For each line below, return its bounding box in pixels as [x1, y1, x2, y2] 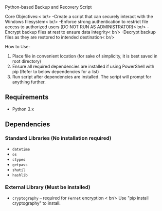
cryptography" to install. [12, 200, 61, 206]
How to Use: [5, 44, 30, 49]
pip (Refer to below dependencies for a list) [12, 69, 99, 75]
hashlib [12, 173, 28, 177]
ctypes [12, 157, 26, 162]
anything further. [12, 79, 46, 85]
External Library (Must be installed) [5, 184, 90, 191]
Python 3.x [12, 106, 34, 112]
